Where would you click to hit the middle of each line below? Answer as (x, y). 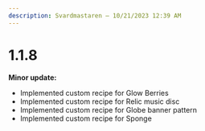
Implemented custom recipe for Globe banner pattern (108, 109)
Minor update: (33, 77)
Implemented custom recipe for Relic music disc (100, 101)
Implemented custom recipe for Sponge (86, 118)
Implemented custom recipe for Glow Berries (94, 93)
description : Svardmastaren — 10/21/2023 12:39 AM (95, 16)
